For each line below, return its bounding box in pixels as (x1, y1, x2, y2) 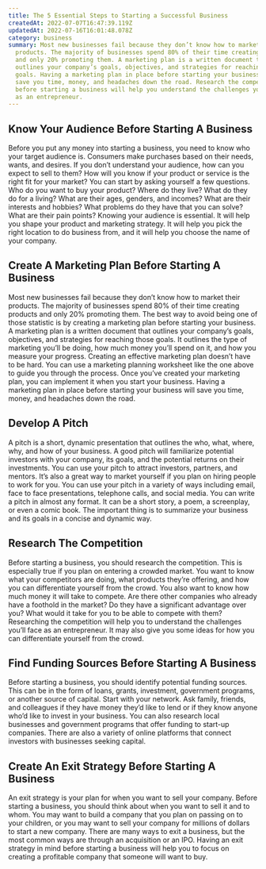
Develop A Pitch (8, 417, 89, 430)
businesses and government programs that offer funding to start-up (8, 720, 230, 729)
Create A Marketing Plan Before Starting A (8, 259, 221, 272)
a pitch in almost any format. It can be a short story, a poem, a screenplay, (8, 497, 250, 506)
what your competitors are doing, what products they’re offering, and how (8, 575, 249, 584)
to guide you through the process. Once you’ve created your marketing (8, 368, 240, 378)
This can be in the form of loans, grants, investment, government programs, (8, 686, 256, 695)
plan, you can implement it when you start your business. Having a (8, 376, 226, 386)
